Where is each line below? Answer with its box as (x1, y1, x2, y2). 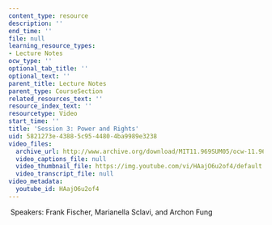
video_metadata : (8, 177, 63, 186)
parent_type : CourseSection (8, 87, 104, 96)
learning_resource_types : (8, 42, 96, 50)
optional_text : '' (8, 72, 70, 80)
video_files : (8, 139, 53, 148)
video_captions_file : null (15, 155, 107, 163)
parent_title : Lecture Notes (8, 79, 107, 87)
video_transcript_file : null (15, 170, 114, 178)
